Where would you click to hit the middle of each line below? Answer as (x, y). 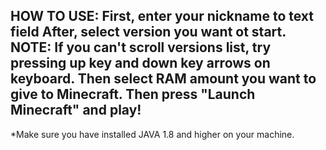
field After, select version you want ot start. (148, 32)
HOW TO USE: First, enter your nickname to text (162, 16)
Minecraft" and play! (76, 110)
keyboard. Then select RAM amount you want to (163, 79)
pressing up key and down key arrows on (140, 63)
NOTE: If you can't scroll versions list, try (141, 47)
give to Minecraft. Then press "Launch (133, 94)
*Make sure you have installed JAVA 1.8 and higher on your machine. (152, 134)
